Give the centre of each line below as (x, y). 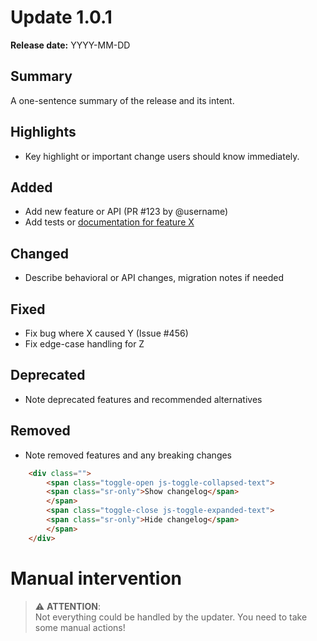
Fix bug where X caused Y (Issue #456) (106, 333)
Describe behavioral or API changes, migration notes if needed (154, 278)
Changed (39, 253)
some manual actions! (80, 627)
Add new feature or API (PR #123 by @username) (126, 212)
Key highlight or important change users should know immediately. (162, 156)
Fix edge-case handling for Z (84, 344)
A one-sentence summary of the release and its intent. (122, 100)
